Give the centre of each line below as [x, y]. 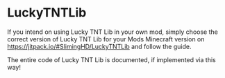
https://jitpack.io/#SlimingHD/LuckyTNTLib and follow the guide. [99, 46]
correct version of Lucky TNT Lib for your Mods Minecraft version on [106, 39]
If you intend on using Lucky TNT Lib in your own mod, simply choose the [113, 32]
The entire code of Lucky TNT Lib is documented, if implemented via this [112, 59]
